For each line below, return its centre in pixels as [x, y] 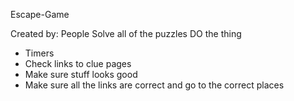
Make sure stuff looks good [81, 74]
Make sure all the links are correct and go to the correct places [154, 85]
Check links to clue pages [78, 63]
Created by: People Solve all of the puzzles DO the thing [126, 33]
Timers [39, 53]
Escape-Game [40, 14]
